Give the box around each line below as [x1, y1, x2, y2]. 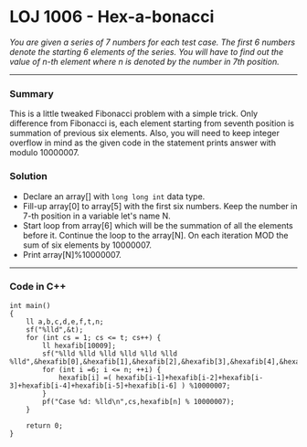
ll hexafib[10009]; [42, 341, 117, 350]
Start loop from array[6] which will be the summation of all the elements [22, 219, 294, 230]
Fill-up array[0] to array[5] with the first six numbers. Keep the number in [22, 200, 298, 211]
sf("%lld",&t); [26, 325, 84, 335]
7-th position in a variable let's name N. [22, 210, 171, 221]
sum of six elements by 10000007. [22, 239, 153, 250]
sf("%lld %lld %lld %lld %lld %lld [42, 349, 178, 358]
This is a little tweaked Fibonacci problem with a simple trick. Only [9, 108, 259, 120]
